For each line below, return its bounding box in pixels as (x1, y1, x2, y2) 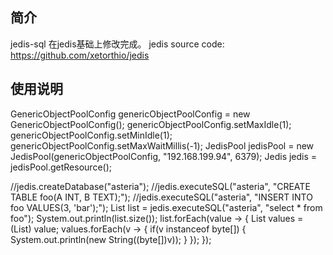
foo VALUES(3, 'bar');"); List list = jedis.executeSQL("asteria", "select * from (10, 201, 323, 213)
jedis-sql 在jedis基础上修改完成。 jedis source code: (10, 38, 225, 50)
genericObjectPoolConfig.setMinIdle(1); (10, 129, 173, 141)
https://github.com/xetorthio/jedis (10, 49, 150, 61)
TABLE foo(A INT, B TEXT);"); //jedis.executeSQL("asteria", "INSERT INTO (10, 191, 313, 203)
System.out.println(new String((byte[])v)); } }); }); (10, 233, 212, 245)
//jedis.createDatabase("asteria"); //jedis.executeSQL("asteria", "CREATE (10, 180, 311, 192)
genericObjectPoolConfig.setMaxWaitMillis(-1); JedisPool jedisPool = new (10, 139, 315, 152)
